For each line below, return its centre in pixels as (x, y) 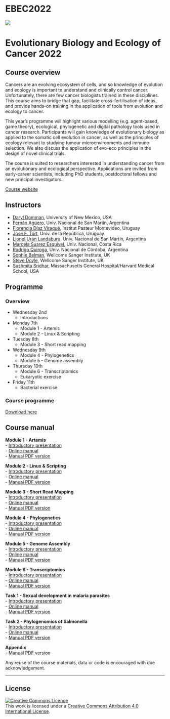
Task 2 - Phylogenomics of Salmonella (46, 621)
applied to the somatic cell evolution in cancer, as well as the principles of (82, 137)
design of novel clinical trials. (36, 153)
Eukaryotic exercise (41, 377)
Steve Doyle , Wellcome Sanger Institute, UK (58, 260)
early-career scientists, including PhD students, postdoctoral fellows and (81, 174)
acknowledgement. (25, 668)
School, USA (26, 271)
